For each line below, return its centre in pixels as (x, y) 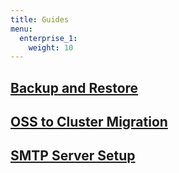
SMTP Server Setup (73, 156)
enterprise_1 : (48, 38)
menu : (21, 29)
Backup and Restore (74, 87)
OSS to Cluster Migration (89, 122)
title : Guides (40, 19)
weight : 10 (51, 47)
